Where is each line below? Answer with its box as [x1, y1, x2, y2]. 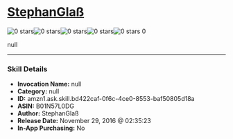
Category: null [17, 87, 60, 95]
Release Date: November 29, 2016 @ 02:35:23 [17, 117, 151, 125]
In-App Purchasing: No [17, 124, 85, 132]
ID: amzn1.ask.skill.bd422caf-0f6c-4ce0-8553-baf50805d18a [17, 95, 195, 103]
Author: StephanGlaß [17, 109, 79, 118]
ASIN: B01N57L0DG [17, 102, 75, 111]
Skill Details [7, 64, 48, 73]
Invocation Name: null [17, 80, 82, 89]
